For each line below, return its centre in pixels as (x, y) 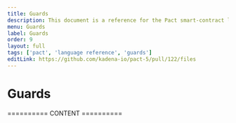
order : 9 (20, 40)
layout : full (26, 46)
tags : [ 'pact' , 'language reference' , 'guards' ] (80, 53)
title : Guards (28, 14)
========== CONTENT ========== (65, 113)
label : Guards (28, 33)
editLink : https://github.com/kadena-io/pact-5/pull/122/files (102, 59)
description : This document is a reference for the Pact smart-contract (116, 20)
